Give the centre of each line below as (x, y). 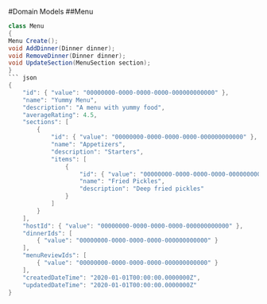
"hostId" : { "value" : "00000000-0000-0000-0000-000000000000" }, (133, 226)
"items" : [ (69, 159)
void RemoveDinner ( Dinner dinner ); (67, 56)
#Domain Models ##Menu (51, 12)
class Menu (26, 26)
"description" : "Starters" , (97, 152)
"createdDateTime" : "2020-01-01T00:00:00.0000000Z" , (112, 278)
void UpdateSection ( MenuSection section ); (79, 63)
